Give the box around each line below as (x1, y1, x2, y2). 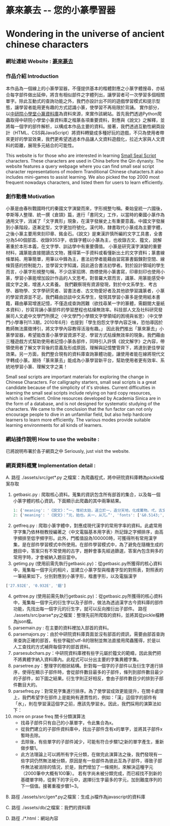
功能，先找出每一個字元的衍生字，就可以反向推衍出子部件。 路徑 (13, 606, 147, 612)
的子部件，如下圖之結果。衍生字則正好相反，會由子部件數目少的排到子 (13, 676, 159, 682)
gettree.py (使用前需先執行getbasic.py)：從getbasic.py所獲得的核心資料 (13, 593, 163, 599)
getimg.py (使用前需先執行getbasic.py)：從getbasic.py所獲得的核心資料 (13, 561, 162, 567)
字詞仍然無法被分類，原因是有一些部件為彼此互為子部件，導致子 (25, 758, 158, 764)
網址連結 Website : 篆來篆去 (6, 58, 74, 65)
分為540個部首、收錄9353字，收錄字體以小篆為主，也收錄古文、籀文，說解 (6, 237, 162, 243)
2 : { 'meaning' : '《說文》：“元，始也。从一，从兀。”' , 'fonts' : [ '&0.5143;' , (13, 513, 164, 518)
